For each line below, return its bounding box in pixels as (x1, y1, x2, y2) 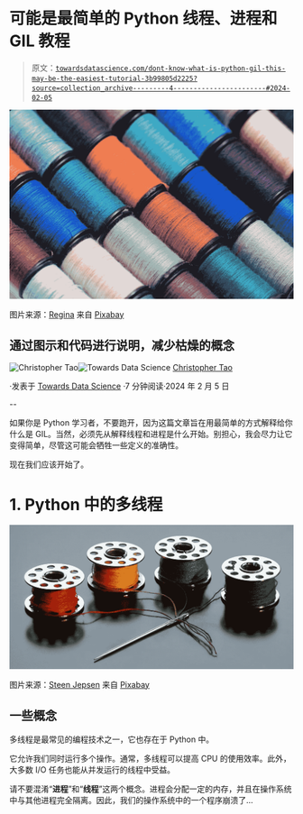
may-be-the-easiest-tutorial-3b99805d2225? (31, 74, 198, 83)
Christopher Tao (172, 362, 233, 373)
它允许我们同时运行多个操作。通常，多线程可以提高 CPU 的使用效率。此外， (9, 753, 291, 764)
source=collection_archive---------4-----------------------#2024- (31, 83, 290, 93)
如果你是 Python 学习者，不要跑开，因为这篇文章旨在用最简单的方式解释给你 (9, 417, 293, 428)
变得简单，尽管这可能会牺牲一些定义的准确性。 (9, 440, 183, 451)
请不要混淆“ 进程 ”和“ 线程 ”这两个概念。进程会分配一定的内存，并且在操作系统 (9, 783, 292, 794)
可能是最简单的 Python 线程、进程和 (9, 8, 278, 29)
